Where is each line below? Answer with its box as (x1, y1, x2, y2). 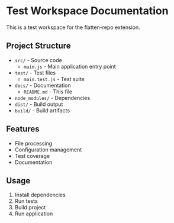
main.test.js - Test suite (23, 75, 85, 82)
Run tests (14, 198, 38, 205)
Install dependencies (14, 191, 66, 199)
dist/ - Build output (14, 101, 63, 108)
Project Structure (6, 41, 71, 51)
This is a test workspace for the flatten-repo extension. (6, 24, 140, 31)
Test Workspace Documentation (6, 4, 169, 18)
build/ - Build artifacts (14, 106, 70, 114)
